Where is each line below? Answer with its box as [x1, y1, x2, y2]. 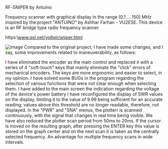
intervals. [5, 139, 25, 145]
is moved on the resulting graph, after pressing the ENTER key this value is [5, 123, 159, 129]
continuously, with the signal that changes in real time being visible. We [5, 112, 153, 118]
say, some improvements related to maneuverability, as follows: [5, 50, 136, 55]
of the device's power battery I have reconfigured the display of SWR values [5, 91, 163, 97]
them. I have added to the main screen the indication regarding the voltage [5, 86, 159, 92]
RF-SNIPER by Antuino [5, 5, 52, 10]
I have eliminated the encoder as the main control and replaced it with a [5, 59, 153, 65]
